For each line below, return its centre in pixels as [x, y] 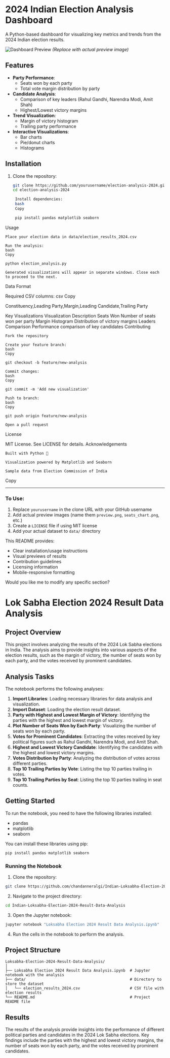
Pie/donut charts [37, 142]
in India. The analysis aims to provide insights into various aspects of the [81, 650]
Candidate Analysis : [34, 94]
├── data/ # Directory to [83, 980]
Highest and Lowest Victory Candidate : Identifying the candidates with [88, 747]
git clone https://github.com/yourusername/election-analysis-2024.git [90, 185]
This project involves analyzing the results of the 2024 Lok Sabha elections [83, 645]
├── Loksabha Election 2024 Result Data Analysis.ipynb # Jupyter [78, 971]
